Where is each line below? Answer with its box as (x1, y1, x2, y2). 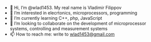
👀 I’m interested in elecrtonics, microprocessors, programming (9, 10, 138, 16)
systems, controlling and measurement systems (9, 26, 108, 32)
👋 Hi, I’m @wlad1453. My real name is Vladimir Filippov (9, 5, 122, 10)
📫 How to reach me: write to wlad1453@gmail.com (9, 31, 115, 37)
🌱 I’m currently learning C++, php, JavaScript (9, 15, 102, 21)
